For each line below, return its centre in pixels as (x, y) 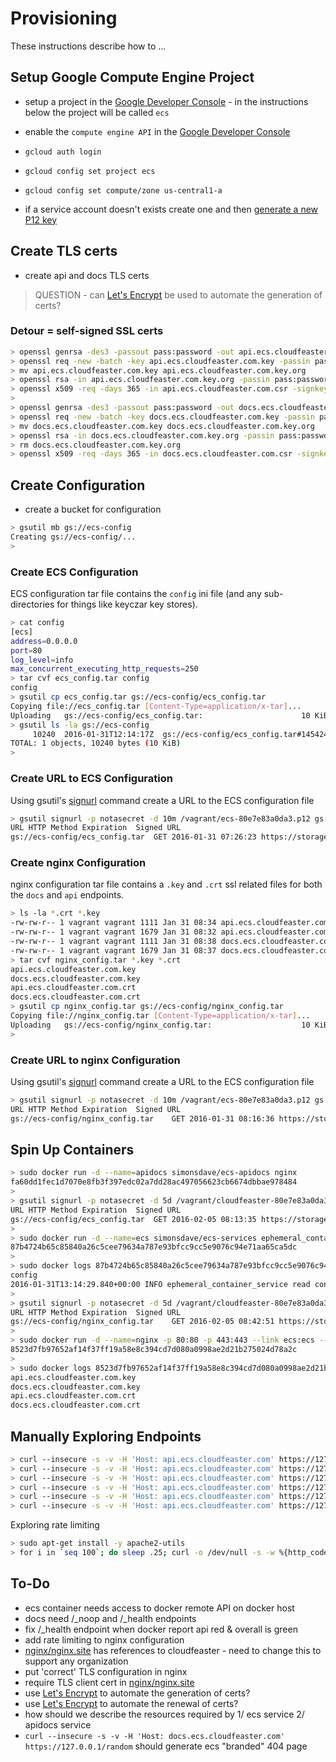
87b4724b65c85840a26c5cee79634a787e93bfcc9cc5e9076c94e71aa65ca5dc (154, 1247)
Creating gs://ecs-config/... (73, 537)
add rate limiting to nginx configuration (104, 1639)
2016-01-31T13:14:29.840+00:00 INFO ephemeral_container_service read (160, 1284)
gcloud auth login (63, 152)
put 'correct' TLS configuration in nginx (106, 1671)
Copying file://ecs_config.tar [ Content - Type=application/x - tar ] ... (156, 706)
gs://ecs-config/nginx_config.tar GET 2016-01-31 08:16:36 (142, 1118)
